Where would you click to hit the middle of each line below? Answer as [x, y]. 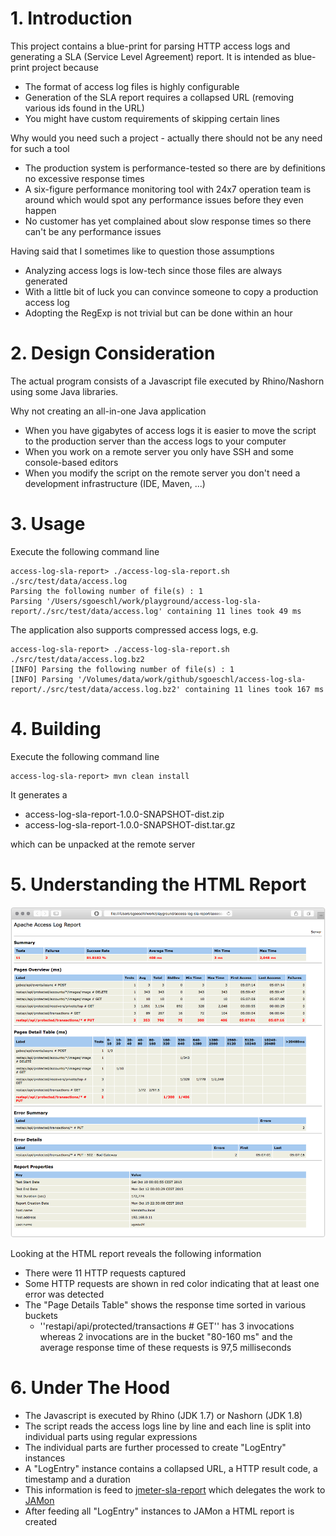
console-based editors [71, 462]
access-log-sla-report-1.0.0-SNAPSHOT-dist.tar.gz [130, 824]
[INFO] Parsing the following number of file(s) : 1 [122, 669]
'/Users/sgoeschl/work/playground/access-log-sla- [154, 601]
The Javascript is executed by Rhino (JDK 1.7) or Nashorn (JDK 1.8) [163, 1415]
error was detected [64, 1294]
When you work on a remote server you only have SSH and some [159, 451]
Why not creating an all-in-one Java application [108, 411]
